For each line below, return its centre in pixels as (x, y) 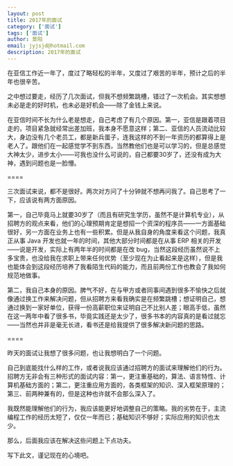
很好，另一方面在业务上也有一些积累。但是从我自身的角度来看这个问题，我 (113, 232)
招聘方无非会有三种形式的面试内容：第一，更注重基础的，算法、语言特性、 (113, 376)
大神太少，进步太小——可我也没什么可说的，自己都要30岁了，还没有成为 (111, 154)
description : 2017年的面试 (44, 53)
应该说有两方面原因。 (50, 200)
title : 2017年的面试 (35, 20)
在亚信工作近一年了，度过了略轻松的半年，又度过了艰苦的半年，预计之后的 (113, 73)
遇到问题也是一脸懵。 (50, 163)
